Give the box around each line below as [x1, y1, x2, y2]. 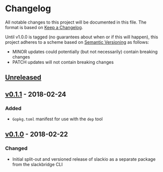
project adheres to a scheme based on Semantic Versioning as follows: [5, 39, 149, 45]
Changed [5, 145, 28, 152]
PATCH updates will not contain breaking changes [12, 59, 114, 65]
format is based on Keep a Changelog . [5, 24, 83, 30]
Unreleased [5, 73, 42, 82]
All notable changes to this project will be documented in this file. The [5, 19, 147, 25]
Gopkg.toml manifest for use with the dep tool [12, 116, 103, 122]
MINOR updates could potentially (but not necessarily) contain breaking [12, 49, 158, 55]
